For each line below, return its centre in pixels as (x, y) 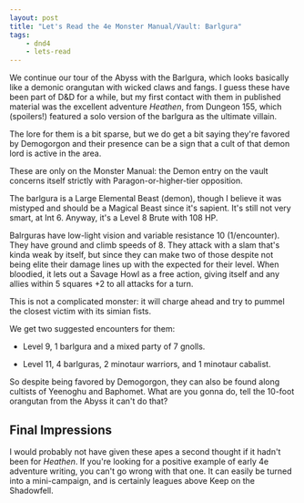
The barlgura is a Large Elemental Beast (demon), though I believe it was (146, 199)
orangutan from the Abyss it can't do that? (89, 401)
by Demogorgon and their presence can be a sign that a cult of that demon (150, 144)
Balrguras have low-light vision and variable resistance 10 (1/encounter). (145, 236)
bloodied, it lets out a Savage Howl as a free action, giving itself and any (145, 274)
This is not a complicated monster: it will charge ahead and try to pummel (147, 302)
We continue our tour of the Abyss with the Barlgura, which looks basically (149, 77)
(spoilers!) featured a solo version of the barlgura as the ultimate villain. (143, 117)
